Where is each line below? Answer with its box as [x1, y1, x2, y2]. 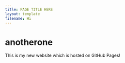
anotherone [5, 37, 53, 48]
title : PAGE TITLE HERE [5, 7, 53, 12]
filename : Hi [5, 16, 31, 21]
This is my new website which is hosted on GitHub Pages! [5, 52, 120, 58]
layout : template [5, 12, 40, 16]
